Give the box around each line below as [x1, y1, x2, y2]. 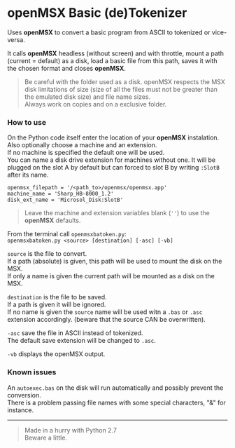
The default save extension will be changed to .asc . [7, 337, 156, 345]
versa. [7, 35, 26, 43]
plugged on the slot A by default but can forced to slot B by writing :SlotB [7, 163, 220, 172]
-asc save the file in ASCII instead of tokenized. [7, 329, 143, 337]
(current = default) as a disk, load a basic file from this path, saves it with [7, 56, 218, 65]
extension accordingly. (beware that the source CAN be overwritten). [7, 315, 206, 324]
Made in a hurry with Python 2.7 [24, 426, 117, 434]
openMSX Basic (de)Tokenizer [7, 5, 187, 21]
